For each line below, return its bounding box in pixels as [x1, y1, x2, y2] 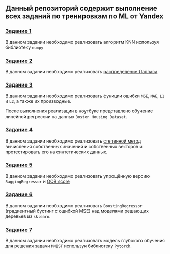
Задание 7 [5, 226, 32, 233]
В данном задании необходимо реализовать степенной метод [5, 137, 141, 144]
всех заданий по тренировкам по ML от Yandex [5, 12, 164, 21]
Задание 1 [5, 27, 32, 35]
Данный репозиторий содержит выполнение [5, 4, 158, 13]
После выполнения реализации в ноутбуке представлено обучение [5, 108, 153, 114]
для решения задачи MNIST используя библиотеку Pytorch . [5, 243, 132, 249]
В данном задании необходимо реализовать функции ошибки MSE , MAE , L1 [5, 93, 164, 99]
